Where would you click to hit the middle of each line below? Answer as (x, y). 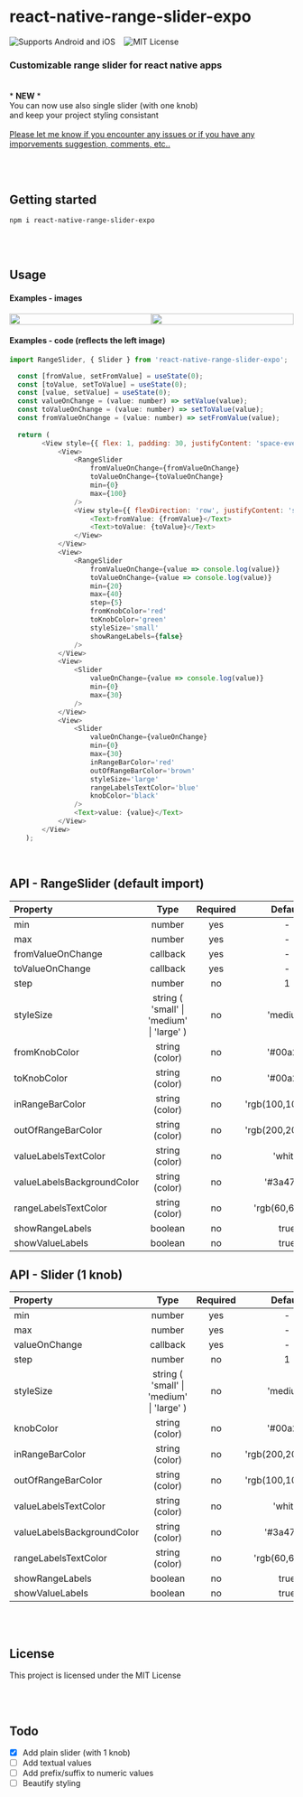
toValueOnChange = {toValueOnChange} (156, 477)
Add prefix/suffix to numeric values (88, 1774)
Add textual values (57, 1763)
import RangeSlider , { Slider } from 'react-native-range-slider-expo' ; (149, 360)
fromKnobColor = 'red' (129, 612)
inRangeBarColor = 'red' (133, 762)
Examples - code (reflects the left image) (87, 341)
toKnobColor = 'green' (129, 620)
